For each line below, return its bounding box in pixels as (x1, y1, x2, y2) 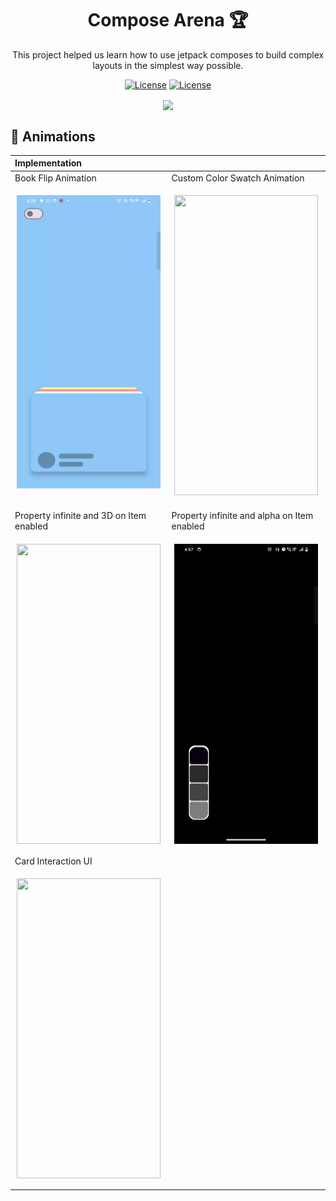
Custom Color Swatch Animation (171, 172, 305, 184)
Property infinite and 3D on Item (14, 510, 147, 522)
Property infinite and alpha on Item (171, 510, 314, 522)
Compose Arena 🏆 (87, 9, 249, 32)
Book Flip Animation (14, 172, 97, 184)
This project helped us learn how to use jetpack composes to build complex (11, 48, 325, 61)
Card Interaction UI (14, 855, 93, 867)
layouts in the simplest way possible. (92, 59, 244, 71)
